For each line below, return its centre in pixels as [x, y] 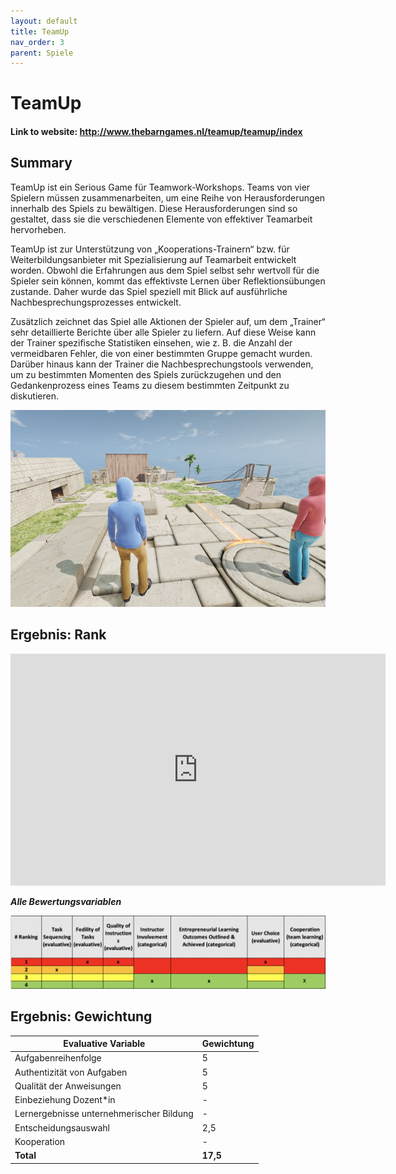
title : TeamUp [40, 31]
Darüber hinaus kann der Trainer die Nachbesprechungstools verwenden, [162, 364]
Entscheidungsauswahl [62, 1127]
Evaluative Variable [104, 1044]
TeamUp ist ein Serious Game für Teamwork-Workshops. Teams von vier [160, 187]
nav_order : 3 [37, 42]
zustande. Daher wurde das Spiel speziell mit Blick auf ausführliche [149, 291]
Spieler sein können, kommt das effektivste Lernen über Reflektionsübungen [168, 281]
